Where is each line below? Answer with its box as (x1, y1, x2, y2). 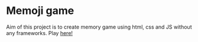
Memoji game (6, 4, 74, 17)
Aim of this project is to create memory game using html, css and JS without (6, 23, 192, 30)
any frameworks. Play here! (6, 29, 73, 36)
